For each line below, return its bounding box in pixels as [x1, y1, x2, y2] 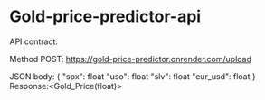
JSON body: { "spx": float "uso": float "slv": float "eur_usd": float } [9, 70, 256, 82]
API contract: [9, 36, 59, 47]
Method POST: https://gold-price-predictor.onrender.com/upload [9, 53, 251, 64]
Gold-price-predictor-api [9, 6, 202, 27]
